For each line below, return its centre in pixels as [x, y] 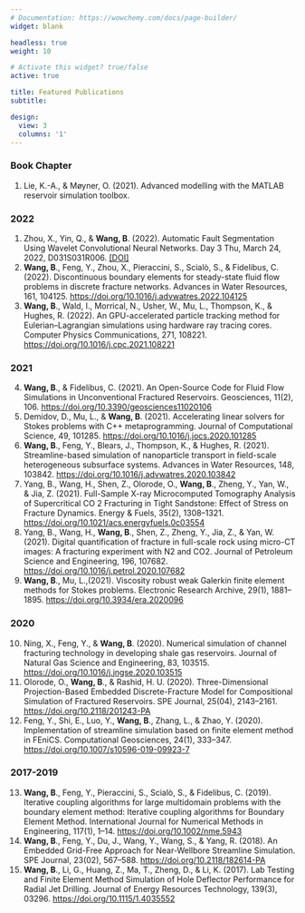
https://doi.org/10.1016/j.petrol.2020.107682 [104, 571]
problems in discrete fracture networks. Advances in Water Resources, [155, 286]
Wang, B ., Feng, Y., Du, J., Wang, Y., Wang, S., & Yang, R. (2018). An [151, 840]
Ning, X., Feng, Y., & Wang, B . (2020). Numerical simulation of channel [155, 643]
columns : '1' [43, 134]
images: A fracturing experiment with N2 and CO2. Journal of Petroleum [158, 552]
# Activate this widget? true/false [79, 68]
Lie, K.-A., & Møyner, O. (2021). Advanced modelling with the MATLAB [153, 185]
